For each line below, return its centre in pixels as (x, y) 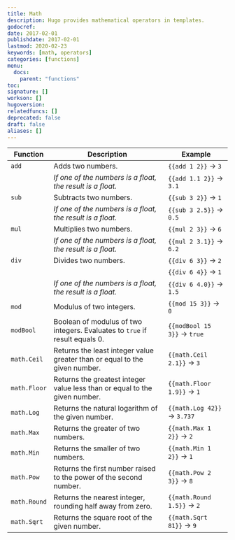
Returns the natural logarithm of (106, 408)
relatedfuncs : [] (33, 111)
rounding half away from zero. (103, 506)
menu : (15, 66)
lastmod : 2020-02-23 (37, 46)
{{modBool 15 (189, 326)
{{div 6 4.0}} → (195, 284)
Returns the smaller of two (97, 448)
